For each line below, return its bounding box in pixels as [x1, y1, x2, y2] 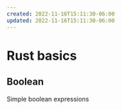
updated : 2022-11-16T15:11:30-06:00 [6, 17, 115, 24]
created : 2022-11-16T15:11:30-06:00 [6, 10, 115, 18]
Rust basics [6, 48, 77, 64]
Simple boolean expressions [6, 94, 89, 103]
